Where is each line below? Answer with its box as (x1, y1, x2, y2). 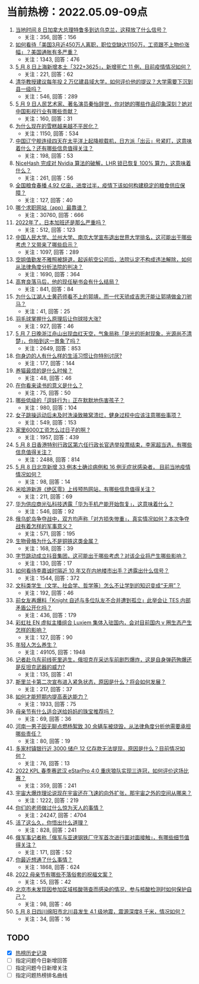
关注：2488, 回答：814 (24, 456, 81, 463)
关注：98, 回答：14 (24, 478, 70, 485)
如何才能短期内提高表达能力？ (15, 693, 88, 700)
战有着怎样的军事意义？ (15, 522, 73, 529)
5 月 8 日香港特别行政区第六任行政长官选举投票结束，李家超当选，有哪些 (15, 441, 192, 448)
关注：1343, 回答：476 (24, 56, 80, 63)
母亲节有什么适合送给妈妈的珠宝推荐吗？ (15, 708, 114, 715)
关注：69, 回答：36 (24, 715, 72, 722)
